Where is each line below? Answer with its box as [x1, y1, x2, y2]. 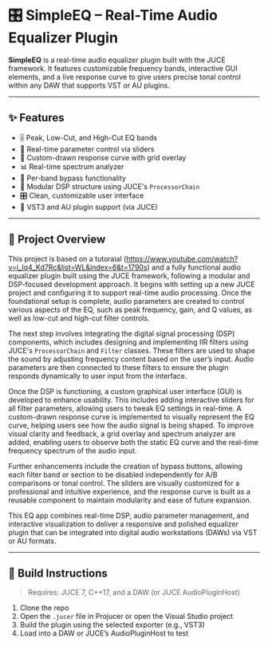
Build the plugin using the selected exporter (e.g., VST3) [19, 620, 205, 630]
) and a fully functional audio [147, 262, 242, 272]
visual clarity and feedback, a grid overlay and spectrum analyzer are [8, 428, 236, 439]
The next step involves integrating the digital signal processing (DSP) [8, 329, 235, 338]
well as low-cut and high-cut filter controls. [8, 313, 150, 323]
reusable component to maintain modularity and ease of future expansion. [8, 495, 252, 505]
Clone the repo [19, 603, 69, 613]
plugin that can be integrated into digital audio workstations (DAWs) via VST [8, 527, 258, 537]
